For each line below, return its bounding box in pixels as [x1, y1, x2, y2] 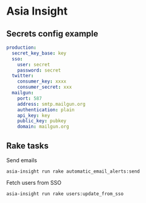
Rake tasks [6, 140, 49, 151]
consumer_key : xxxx [17, 78, 67, 84]
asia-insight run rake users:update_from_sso [6, 190, 123, 197]
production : [6, 44, 36, 50]
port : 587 [17, 95, 43, 101]
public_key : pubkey [17, 118, 67, 124]
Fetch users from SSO [6, 179, 62, 186]
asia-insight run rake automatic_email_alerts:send [6, 168, 140, 174]
